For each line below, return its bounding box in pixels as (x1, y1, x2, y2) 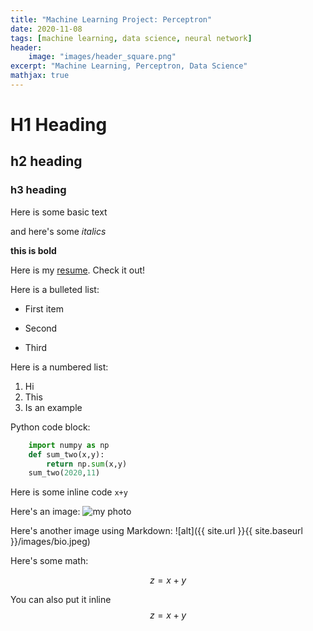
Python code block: (10, 421, 91, 433)
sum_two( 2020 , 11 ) (28, 468, 101, 478)
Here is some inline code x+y (10, 486, 128, 498)
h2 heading (10, 153, 83, 170)
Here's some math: (10, 555, 89, 567)
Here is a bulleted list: (10, 283, 100, 295)
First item (24, 302, 64, 315)
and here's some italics (10, 225, 107, 237)
